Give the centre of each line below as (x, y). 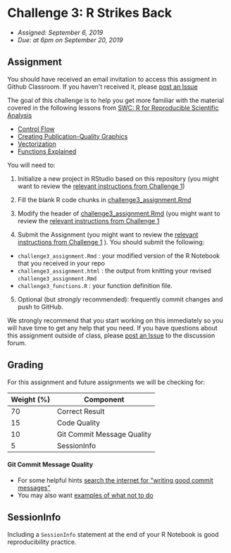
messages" (34, 487)
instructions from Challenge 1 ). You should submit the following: (111, 242)
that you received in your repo (61, 263)
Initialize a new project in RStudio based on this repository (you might (118, 178)
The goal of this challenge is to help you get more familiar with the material (115, 100)
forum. (17, 342)
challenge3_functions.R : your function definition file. (95, 285)
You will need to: (31, 165)
